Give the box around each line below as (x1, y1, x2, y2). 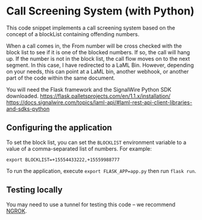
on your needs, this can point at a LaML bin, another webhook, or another (6, 68, 189, 75)
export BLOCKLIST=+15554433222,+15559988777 (6, 157, 120, 163)
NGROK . (6, 207, 27, 215)
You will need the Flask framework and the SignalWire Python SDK (6, 86, 172, 93)
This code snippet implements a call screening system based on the (6, 24, 175, 31)
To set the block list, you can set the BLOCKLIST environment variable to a (6, 139, 187, 146)
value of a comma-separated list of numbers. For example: (6, 145, 152, 152)
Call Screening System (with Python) (6, 4, 195, 18)
